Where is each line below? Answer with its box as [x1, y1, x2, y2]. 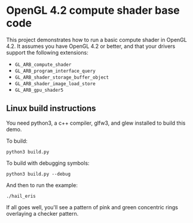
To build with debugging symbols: [6, 159, 90, 167]
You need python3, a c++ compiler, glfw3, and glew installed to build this [6, 119, 186, 126]
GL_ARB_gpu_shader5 [14, 87, 64, 93]
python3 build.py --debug [6, 171, 71, 177]
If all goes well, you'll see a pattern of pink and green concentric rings [6, 203, 178, 210]
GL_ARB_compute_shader [14, 61, 72, 68]
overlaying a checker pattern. [6, 210, 79, 217]
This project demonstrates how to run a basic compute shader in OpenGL [6, 36, 187, 43]
